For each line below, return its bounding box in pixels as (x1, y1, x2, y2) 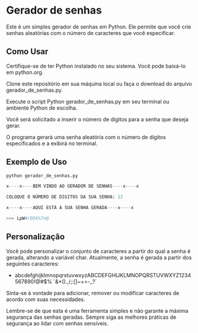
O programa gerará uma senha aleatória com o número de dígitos (6, 133, 166, 140)
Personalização (6, 232, 65, 242)
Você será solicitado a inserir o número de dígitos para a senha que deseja (6, 116, 189, 123)
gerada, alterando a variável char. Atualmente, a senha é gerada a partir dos (6, 254, 192, 261)
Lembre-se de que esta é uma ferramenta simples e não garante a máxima (6, 307, 189, 314)
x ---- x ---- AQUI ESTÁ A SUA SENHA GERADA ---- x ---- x (6, 205, 134, 211)
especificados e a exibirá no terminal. (6, 140, 98, 147)
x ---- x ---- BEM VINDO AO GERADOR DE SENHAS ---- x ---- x (6, 183, 139, 190)
